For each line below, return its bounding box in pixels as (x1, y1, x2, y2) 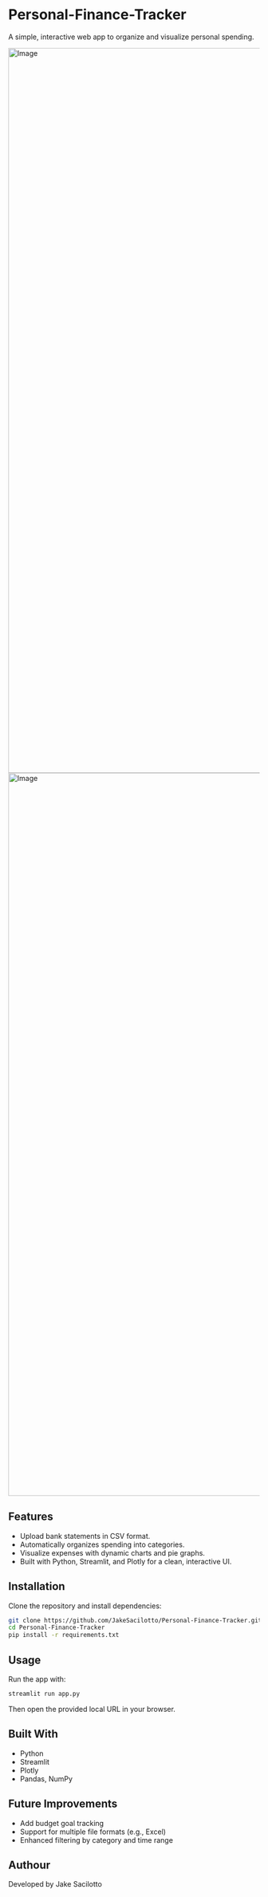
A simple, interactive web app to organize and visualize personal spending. (8, 32, 254, 41)
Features (8, 1510, 53, 1524)
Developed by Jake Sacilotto (8, 1879, 102, 1889)
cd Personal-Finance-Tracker (8, 1623, 105, 1632)
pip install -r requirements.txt (8, 1631, 120, 1639)
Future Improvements (8, 1797, 118, 1811)
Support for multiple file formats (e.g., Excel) (19, 1827, 166, 1836)
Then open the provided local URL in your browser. (8, 1704, 175, 1714)
